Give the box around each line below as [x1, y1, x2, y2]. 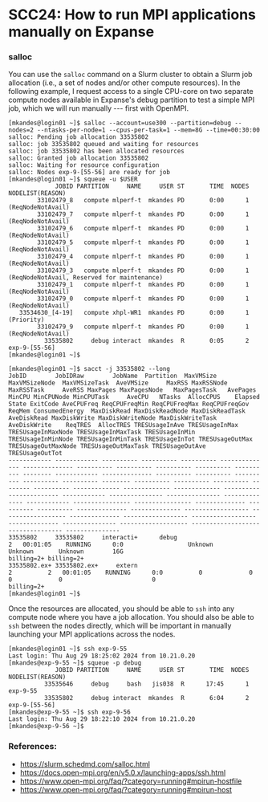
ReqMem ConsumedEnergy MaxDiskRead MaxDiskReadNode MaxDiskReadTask [8, 407, 246, 415]
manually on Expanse [8, 22, 155, 41]
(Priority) [8, 316, 45, 324]
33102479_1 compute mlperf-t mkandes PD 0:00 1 [37, 281, 250, 289]
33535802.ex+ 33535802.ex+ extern [8, 562, 138, 570]
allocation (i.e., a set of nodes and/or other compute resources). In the [8, 78, 241, 88]
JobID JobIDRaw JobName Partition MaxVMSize [8, 372, 217, 381]
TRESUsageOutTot [8, 450, 63, 458]
